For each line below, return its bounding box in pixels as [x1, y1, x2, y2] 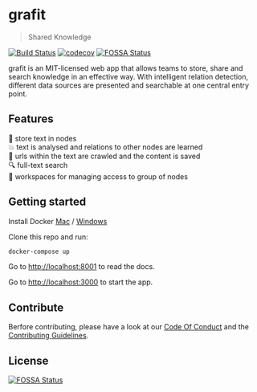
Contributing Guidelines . [8, 331, 89, 341]
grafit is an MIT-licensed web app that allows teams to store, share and [8, 63, 243, 73]
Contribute [8, 300, 64, 314]
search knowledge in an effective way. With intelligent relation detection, [8, 71, 249, 81]
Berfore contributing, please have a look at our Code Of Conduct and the [8, 322, 249, 332]
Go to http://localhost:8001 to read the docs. [8, 262, 155, 272]
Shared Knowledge [27, 32, 92, 42]
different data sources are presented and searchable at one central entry [8, 80, 250, 90]
